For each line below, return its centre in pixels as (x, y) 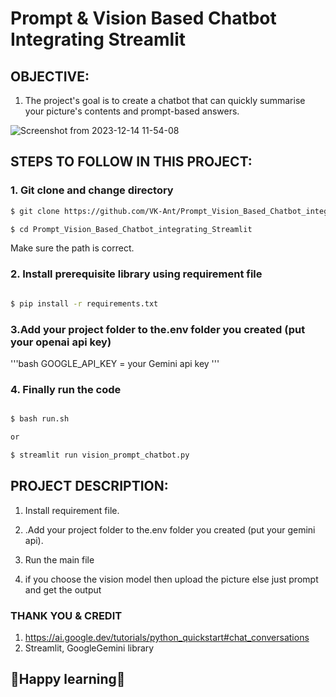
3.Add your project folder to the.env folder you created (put (158, 329)
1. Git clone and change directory (92, 190)
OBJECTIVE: (50, 76)
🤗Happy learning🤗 (68, 679)
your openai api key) (61, 342)
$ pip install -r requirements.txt (84, 303)
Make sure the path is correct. (72, 248)
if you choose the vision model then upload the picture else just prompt (171, 579)
